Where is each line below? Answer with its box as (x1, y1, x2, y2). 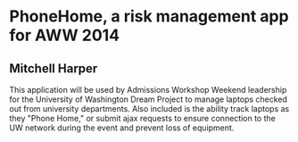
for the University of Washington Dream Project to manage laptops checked (9, 94, 288, 104)
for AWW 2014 (9, 25, 120, 46)
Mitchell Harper (9, 61, 98, 76)
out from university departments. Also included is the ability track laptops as (9, 104, 290, 113)
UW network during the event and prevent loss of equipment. (9, 122, 235, 133)
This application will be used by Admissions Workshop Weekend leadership (9, 85, 287, 95)
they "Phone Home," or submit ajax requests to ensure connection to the (9, 113, 277, 123)
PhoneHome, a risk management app (9, 6, 289, 27)
